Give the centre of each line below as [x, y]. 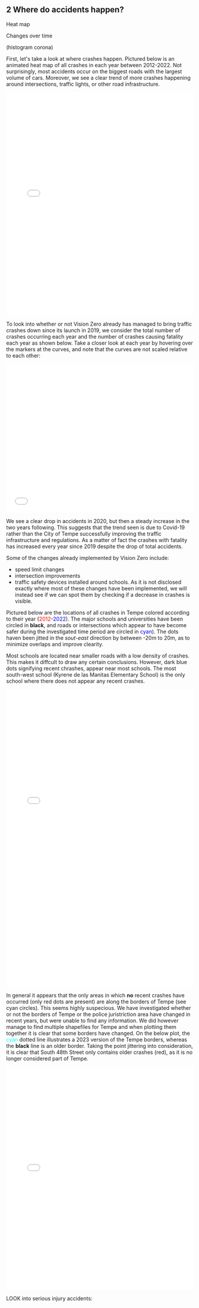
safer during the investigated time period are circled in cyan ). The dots [92, 631]
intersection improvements [48, 575]
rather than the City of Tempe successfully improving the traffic [84, 533]
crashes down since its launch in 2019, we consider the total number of [93, 330]
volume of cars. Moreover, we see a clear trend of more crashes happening [99, 77]
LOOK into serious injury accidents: [49, 1298]
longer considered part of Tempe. [48, 1058]
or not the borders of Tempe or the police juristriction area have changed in [98, 1014]
